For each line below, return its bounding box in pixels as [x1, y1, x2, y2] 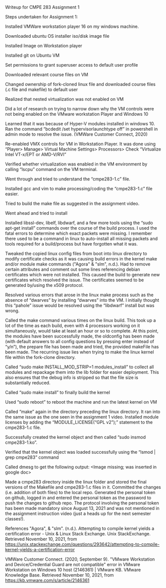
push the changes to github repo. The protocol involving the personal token [5, 500, 160, 506]
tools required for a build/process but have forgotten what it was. [5, 241, 138, 247]
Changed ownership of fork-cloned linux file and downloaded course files [5, 82, 156, 87]
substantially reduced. [5, 380, 51, 386]
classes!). [5, 516, 25, 521]
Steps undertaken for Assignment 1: [5, 14, 78, 19]
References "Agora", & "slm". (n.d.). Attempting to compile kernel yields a [5, 525, 155, 531]
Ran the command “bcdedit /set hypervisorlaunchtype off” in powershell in [5, 126, 158, 132]
